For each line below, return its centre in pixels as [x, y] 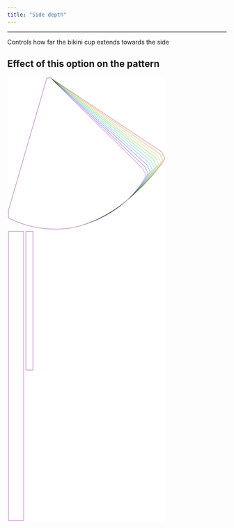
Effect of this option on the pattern [84, 64]
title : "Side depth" [37, 15]
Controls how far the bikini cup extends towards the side [88, 42]
